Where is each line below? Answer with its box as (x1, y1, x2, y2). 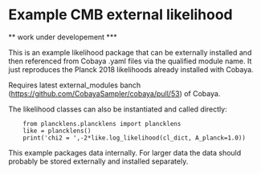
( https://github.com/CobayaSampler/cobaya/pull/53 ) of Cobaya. (8, 88, 221, 98)
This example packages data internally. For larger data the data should (8, 148, 242, 157)
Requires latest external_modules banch (8, 80, 141, 90)
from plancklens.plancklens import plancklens (22, 119, 181, 127)
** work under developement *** (8, 32, 118, 42)
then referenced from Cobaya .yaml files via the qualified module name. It (8, 56, 252, 66)
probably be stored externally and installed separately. (8, 156, 189, 166)
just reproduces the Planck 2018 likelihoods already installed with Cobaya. (8, 64, 255, 74)
